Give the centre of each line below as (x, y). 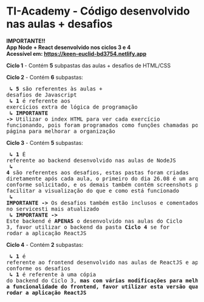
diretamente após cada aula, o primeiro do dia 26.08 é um (96, 178)
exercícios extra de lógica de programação (72, 107)
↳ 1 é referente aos (40, 101)
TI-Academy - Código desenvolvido (98, 11)
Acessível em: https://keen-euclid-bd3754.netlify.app (76, 53)
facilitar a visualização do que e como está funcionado (93, 190)
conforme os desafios (39, 268)
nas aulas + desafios (59, 24)
